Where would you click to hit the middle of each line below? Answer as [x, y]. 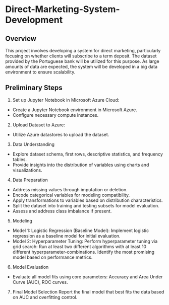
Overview [21, 39]
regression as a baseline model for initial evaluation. [66, 236]
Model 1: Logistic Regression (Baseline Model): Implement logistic [81, 231]
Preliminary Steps [34, 88]
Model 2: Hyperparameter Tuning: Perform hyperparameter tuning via [85, 241]
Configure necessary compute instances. [55, 115]
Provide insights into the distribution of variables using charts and [81, 165]
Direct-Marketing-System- [63, 9]
